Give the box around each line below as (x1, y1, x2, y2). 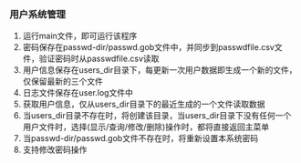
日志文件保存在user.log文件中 (22, 87, 134, 98)
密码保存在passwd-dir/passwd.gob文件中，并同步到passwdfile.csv (22, 42, 275, 53)
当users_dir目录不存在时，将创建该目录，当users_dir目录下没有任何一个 (22, 110, 292, 121)
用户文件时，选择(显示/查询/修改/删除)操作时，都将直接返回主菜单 (22, 121, 270, 133)
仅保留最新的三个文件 (22, 76, 103, 87)
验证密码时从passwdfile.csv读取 (38, 53, 160, 65)
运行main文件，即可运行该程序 (22, 30, 138, 42)
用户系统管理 (9, 7, 67, 20)
